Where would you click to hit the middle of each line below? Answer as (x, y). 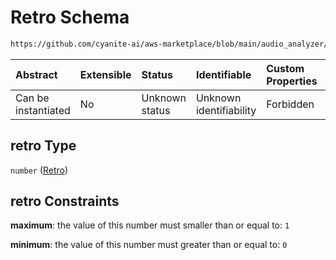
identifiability (226, 110)
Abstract (36, 74)
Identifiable (223, 74)
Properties (292, 81)
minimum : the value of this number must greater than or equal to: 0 (149, 245)
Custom (285, 68)
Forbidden (290, 104)
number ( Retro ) (39, 170)
